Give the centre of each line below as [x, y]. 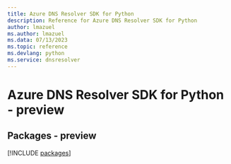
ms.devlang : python [36, 54]
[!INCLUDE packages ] [39, 153]
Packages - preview [52, 136]
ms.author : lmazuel [36, 34]
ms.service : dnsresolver [44, 60]
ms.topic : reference [38, 47]
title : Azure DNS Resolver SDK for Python [71, 14]
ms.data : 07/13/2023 [38, 40]
